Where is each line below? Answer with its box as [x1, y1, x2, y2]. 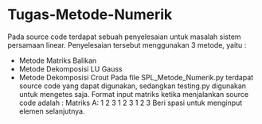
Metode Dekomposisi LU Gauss [18, 64, 123, 73]
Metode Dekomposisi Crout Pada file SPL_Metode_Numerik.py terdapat [18, 72, 254, 82]
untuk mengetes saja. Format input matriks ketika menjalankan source [18, 89, 248, 99]
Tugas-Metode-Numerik [7, 6, 173, 24]
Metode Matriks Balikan [18, 56, 97, 65]
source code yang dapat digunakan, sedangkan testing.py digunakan [18, 81, 247, 91]
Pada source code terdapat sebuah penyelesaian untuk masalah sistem [7, 32, 241, 41]
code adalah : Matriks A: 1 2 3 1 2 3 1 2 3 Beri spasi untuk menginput [18, 98, 243, 107]
